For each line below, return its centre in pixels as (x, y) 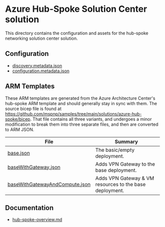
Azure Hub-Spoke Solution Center (76, 9)
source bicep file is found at (33, 109)
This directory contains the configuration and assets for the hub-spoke (77, 33)
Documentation (29, 208)
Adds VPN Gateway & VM (125, 178)
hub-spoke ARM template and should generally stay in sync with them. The (81, 103)
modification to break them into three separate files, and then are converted (82, 124)
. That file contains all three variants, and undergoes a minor (91, 119)
